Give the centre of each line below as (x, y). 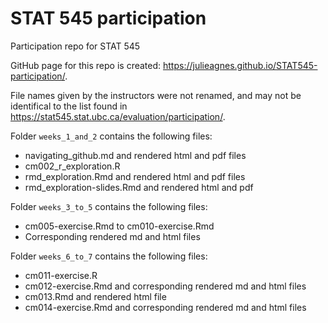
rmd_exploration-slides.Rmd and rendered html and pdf (139, 187)
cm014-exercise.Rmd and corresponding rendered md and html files (165, 307)
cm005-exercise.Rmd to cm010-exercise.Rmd (119, 226)
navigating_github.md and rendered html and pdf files (135, 155)
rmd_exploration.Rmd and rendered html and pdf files (135, 176)
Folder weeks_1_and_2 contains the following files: (111, 136)
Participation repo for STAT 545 (75, 46)
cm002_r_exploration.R (72, 166)
